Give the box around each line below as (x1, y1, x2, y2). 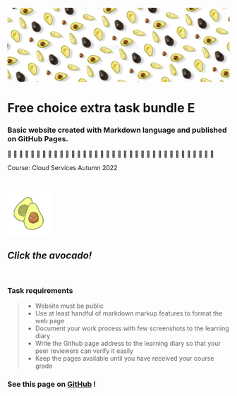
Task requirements (7, 286, 73, 296)
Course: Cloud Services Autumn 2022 (7, 164, 118, 172)
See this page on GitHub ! (7, 379, 97, 389)
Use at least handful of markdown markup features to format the (35, 309, 223, 318)
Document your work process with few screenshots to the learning (35, 324, 229, 332)
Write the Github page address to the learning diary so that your (35, 340, 221, 348)
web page (35, 317, 65, 325)
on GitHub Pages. (7, 133, 69, 143)
